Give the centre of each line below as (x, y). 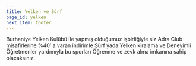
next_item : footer (29, 22)
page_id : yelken (26, 17)
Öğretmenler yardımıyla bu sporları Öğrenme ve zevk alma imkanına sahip (97, 52)
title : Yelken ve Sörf (34, 11)
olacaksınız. (21, 58)
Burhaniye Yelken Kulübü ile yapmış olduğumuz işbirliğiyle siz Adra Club (94, 39)
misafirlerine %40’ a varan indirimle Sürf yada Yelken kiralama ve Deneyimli (99, 45)
